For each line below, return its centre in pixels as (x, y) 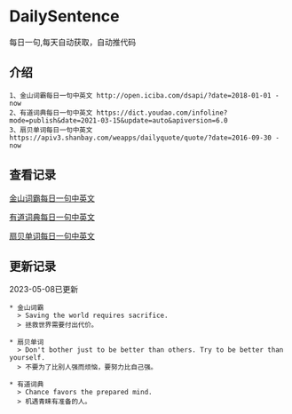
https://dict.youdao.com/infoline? (162, 113)
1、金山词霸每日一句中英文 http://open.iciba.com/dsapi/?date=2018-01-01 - (144, 95)
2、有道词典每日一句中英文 (51, 113)
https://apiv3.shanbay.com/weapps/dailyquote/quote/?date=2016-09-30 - (144, 138)
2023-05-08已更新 (44, 290)
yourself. (28, 358)
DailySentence (64, 16)
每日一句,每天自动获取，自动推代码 (73, 42)
